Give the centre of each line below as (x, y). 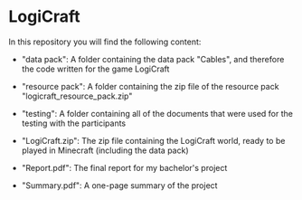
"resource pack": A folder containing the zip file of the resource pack (150, 86)
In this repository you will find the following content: (105, 42)
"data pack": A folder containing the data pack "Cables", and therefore (153, 59)
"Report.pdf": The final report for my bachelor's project (124, 167)
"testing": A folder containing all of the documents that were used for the (157, 113)
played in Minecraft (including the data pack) (105, 150)
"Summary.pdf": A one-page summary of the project (119, 185)
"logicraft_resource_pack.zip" (77, 96)
